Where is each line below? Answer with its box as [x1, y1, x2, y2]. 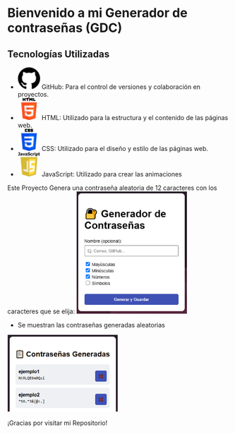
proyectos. [17, 90, 49, 98]
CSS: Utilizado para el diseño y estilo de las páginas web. [41, 145, 209, 152]
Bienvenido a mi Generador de [7, 5, 188, 21]
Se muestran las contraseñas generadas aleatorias [17, 320, 166, 329]
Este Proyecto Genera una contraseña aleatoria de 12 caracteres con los [7, 183, 217, 192]
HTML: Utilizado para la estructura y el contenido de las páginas [41, 114, 229, 121]
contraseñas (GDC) [7, 20, 123, 36]
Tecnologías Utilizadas [7, 48, 110, 60]
